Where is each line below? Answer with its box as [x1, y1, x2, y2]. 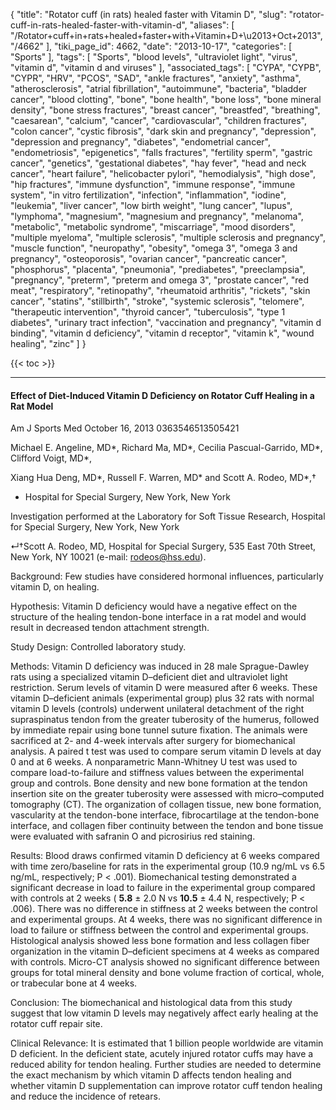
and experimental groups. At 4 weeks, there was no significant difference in [10, 914, 323, 926]
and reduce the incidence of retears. [10, 1090, 161, 1103]
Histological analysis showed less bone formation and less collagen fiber [10, 935, 310, 947]
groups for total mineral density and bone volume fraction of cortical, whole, [10, 967, 325, 979]
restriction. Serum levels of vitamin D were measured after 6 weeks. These [10, 682, 318, 694]
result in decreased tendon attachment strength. [10, 622, 210, 634]
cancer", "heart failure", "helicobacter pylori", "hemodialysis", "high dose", [10, 168, 316, 179]
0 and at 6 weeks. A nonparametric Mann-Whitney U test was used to [10, 756, 298, 768]
